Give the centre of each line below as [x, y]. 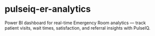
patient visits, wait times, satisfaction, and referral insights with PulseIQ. [77, 28]
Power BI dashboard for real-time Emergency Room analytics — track [75, 23]
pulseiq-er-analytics [48, 9]
